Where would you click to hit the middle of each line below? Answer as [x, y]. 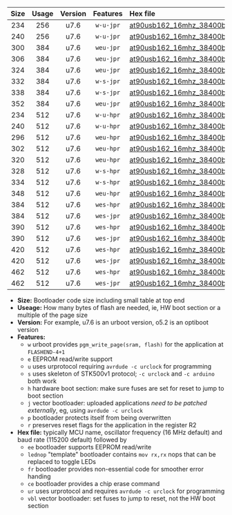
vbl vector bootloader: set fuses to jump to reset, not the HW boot [122, 498]
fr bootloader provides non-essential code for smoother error [115, 469]
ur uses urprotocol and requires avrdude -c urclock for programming [126, 491]
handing [39, 476]
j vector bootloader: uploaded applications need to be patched [117, 403]
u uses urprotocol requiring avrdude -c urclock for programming [119, 366]
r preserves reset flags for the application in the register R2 [112, 425]
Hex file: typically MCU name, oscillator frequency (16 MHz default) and [120, 432]
